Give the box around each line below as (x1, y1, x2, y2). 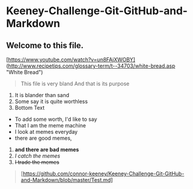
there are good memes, (14, 134, 72, 142)
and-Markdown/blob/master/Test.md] (20, 177, 113, 183)
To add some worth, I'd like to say (14, 116, 98, 123)
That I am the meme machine (14, 122, 86, 129)
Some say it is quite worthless (14, 98, 88, 105)
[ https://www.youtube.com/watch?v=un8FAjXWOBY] (6, 56, 136, 63)
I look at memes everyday (14, 129, 78, 135)
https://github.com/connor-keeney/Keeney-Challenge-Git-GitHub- (22, 170, 185, 177)
